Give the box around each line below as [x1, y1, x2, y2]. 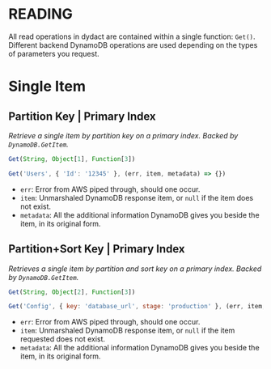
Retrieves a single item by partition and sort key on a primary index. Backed [8, 264, 262, 274]
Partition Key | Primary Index [8, 109, 156, 123]
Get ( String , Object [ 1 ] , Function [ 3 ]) [8, 155, 136, 163]
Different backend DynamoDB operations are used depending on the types [8, 40, 258, 49]
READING [8, 5, 73, 23]
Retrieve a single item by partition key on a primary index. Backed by [8, 130, 239, 140]
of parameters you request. [8, 49, 100, 58]
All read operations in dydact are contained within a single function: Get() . [8, 32, 256, 41]
